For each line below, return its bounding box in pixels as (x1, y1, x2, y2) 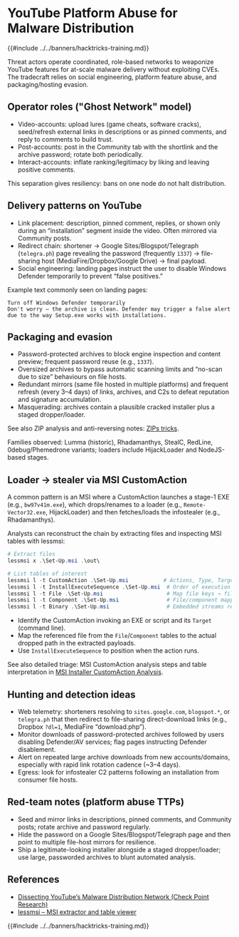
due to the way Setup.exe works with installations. (7, 311, 167, 319)
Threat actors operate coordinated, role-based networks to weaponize (7, 57, 215, 66)
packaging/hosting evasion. (7, 80, 89, 88)
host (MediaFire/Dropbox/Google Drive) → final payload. (41, 257, 207, 265)
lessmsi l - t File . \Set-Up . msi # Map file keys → (7, 590, 221, 597)
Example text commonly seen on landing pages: (7, 285, 148, 294)
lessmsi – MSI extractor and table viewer (17, 907, 137, 916)
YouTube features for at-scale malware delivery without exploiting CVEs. (7, 65, 220, 73)
